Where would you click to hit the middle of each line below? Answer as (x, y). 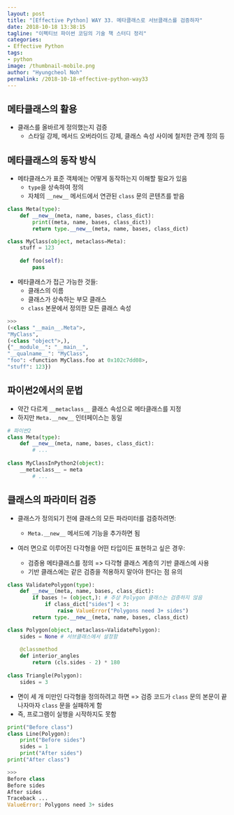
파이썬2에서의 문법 (45, 391)
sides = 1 (34, 747)
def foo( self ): (42, 261)
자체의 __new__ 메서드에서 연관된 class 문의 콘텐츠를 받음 (106, 196)
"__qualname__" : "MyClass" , (48, 354)
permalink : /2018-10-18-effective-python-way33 (78, 79)
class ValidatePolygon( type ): (51, 585)
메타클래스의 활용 (42, 109)
